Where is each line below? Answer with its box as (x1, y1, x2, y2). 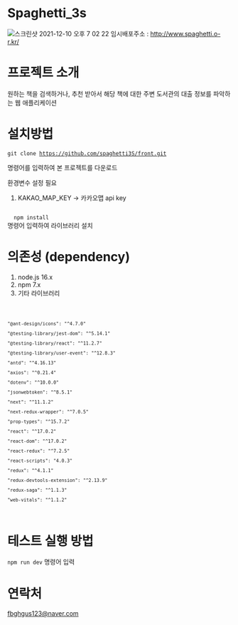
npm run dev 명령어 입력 (7, 557, 75, 567)
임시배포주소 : (110, 29, 149, 38)
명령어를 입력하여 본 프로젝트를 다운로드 (7, 163, 118, 172)
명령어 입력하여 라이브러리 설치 (7, 221, 94, 229)
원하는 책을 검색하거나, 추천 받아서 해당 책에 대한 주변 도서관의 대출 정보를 (7, 89, 212, 98)
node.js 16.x (17, 273, 53, 281)
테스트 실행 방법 (7, 532, 94, 549)
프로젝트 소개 (7, 65, 80, 81)
